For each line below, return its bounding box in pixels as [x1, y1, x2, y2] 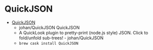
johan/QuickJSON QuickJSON [19, 24, 80, 30]
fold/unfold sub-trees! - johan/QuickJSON [19, 35, 104, 41]
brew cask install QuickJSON [19, 41, 79, 46]
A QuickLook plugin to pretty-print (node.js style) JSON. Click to [19, 30, 149, 35]
